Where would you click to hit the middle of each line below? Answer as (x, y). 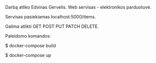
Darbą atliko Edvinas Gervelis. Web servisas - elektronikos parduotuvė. (78, 7)
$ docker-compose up (28, 55)
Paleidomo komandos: (28, 36)
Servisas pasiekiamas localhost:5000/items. (50, 17)
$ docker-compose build (30, 46)
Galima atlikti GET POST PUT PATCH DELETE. (52, 26)
